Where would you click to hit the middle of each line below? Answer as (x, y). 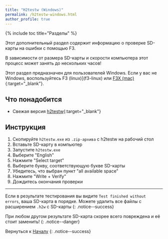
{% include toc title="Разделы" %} (41, 33)
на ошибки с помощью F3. (47, 48)
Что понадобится (34, 99)
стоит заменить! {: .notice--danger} (42, 221)
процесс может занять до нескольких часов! (53, 63)
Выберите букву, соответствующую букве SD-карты (69, 166)
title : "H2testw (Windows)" (34, 10)
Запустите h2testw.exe (36, 150)
